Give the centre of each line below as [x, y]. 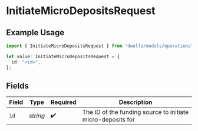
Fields [18, 85]
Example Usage [35, 33]
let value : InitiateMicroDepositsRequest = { [63, 56]
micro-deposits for [109, 120]
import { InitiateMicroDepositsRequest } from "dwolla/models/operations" [100, 46]
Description [136, 102]
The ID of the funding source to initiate [136, 112]
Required [63, 102]
